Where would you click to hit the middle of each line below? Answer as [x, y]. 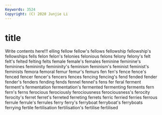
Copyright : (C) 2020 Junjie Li [37, 14]
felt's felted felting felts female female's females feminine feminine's [73, 61]
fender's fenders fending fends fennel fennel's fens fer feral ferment [73, 82]
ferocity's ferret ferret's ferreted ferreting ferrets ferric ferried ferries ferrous [81, 98]
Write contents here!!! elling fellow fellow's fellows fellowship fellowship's [78, 51]
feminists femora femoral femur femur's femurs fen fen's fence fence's [76, 72]
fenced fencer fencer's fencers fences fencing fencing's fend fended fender [81, 77]
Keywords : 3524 [20, 9]
